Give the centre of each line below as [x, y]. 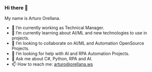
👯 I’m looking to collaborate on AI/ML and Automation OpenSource [78, 43]
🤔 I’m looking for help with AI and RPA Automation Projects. [70, 54]
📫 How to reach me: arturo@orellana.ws [52, 64]
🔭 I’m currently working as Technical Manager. [58, 28]
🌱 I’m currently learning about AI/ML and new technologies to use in [79, 33]
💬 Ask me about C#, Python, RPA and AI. [52, 59]
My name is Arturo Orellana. [32, 18]
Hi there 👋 [16, 8]
